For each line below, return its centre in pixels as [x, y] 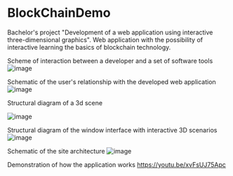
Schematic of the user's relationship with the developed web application [112, 81]
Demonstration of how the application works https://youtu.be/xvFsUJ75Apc [117, 164]
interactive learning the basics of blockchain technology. [89, 47]
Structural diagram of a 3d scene [55, 102]
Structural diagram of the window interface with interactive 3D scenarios [112, 130]
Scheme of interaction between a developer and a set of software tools [110, 60]
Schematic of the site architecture [56, 151]
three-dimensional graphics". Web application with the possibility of [105, 39]
